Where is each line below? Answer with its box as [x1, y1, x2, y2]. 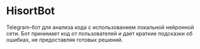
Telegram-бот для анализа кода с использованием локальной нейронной [6, 24, 195, 31]
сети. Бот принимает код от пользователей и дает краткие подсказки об [6, 30, 193, 37]
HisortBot [6, 4, 55, 18]
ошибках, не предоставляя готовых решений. [6, 36, 123, 43]
